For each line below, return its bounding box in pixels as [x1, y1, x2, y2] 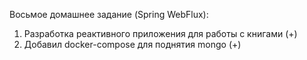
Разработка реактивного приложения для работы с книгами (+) [23, 28, 298, 39]
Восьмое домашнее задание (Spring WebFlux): [9, 9, 209, 20]
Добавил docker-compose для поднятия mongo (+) [23, 39, 242, 50]
